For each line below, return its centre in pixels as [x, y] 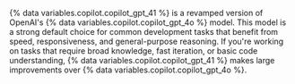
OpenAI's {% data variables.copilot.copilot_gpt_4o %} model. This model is [148, 22]
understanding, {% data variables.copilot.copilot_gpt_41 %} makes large [142, 60]
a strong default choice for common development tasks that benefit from [144, 32]
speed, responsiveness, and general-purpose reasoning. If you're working [147, 41]
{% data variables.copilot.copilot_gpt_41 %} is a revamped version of [136, 13]
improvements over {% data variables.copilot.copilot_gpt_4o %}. [128, 70]
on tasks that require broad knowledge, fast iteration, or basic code [134, 51]
